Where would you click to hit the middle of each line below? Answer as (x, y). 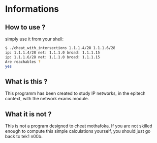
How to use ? (25, 27)
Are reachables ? (23, 62)
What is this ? (26, 81)
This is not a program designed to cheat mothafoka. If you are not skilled (79, 126)
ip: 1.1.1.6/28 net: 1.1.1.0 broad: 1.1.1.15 (52, 57)
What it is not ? (28, 114)
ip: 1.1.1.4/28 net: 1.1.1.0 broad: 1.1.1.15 (52, 53)
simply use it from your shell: (34, 39)
